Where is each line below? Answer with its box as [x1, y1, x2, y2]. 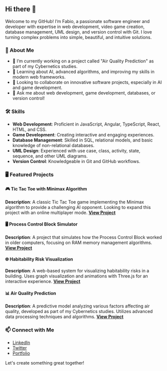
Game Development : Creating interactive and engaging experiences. [12, 132, 155, 138]
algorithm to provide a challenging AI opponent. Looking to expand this [5, 204, 151, 210]
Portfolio [12, 350, 30, 356]
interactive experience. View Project [5, 278, 81, 284]
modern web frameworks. [12, 74, 66, 80]
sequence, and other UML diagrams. [12, 153, 88, 159]
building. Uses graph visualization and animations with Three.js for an [5, 273, 148, 279]
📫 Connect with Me [5, 326, 54, 333]
